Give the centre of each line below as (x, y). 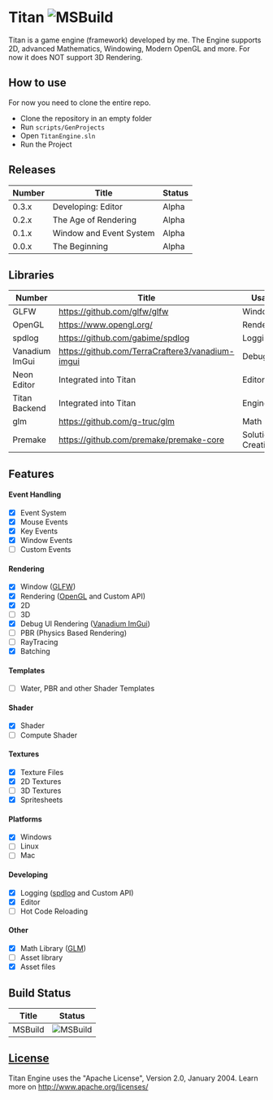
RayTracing (39, 642)
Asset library (41, 958)
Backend (29, 409)
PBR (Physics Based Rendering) (74, 633)
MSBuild (28, 1030)
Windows (36, 837)
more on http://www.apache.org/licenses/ (78, 1086)
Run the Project (46, 144)
